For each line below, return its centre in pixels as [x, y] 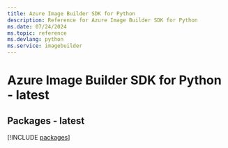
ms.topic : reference [37, 33]
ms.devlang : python [36, 40]
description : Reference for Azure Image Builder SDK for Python [102, 20]
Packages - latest [46, 121]
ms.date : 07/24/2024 [37, 26]
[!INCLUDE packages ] [39, 137]
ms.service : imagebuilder [45, 46]
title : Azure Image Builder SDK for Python [71, 14]
